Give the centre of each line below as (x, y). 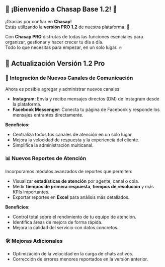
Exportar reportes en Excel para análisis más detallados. (71, 197)
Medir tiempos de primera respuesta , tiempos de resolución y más (83, 186)
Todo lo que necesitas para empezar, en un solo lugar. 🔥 (64, 47)
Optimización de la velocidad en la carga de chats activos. (73, 254)
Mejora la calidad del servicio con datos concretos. (65, 227)
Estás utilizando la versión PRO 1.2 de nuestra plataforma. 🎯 (67, 27)
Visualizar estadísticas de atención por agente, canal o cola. (76, 181)
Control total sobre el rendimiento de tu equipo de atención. (74, 217)
